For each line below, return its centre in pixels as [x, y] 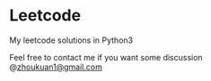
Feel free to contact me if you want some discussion [106, 57]
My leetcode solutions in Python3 [71, 40]
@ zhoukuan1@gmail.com [56, 67]
